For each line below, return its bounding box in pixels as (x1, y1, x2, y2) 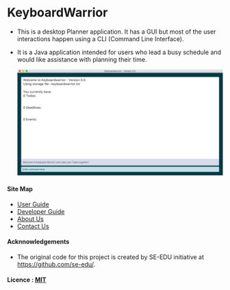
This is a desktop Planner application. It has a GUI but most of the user (16, 27, 216, 36)
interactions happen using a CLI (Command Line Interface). (16, 34, 184, 43)
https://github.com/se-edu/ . (16, 260, 96, 268)
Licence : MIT (7, 276, 47, 284)
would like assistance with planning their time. (16, 55, 147, 63)
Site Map (7, 185, 33, 193)
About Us (16, 215, 44, 223)
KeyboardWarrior (7, 5, 108, 21)
